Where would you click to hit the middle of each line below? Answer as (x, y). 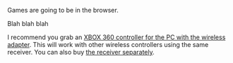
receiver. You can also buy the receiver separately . (81, 52)
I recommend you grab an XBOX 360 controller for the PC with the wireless (116, 37)
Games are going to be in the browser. (63, 10)
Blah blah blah (28, 23)
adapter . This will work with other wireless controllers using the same (108, 44)
